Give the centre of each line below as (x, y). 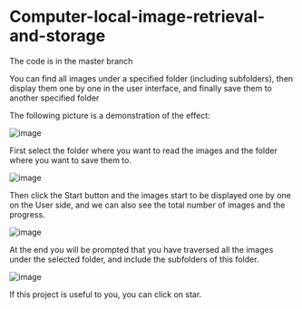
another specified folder (54, 98)
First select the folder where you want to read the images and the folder (144, 150)
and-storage (58, 36)
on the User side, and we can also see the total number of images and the (147, 205)
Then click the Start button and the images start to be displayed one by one (151, 195)
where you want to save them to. (70, 159)
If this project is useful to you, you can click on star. (106, 294)
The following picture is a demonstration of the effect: (110, 115)
